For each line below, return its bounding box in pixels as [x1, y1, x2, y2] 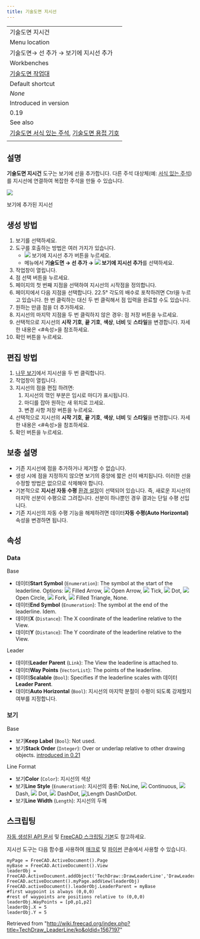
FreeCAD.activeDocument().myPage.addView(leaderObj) [7, 878, 140, 884]
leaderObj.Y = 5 [7, 909, 47, 915]
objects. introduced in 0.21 [15, 751, 81, 759]
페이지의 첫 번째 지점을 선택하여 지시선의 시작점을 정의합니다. [15, 281, 157, 288]
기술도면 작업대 [9, 69, 50, 78]
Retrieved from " [7, 919, 47, 927]
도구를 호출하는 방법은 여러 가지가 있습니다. [15, 245, 116, 252]
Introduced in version [9, 99, 69, 107]
